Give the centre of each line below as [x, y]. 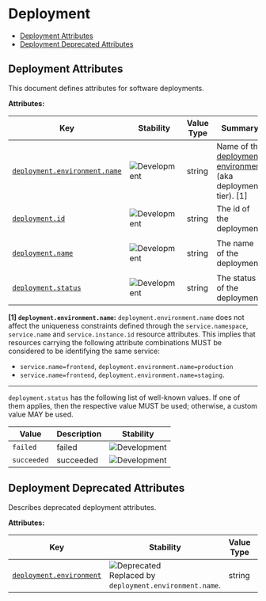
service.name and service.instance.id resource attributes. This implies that [132, 334]
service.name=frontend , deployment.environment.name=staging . [122, 375]
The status [236, 278]
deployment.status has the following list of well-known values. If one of [124, 397]
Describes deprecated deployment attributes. [82, 507]
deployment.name [43, 253]
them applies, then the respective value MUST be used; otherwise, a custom [133, 405]
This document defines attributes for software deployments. [106, 88]
